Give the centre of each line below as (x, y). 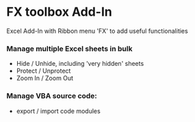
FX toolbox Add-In (59, 12)
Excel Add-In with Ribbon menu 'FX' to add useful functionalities (97, 31)
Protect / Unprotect (43, 71)
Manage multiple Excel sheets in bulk (69, 49)
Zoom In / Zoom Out (44, 78)
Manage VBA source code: (52, 96)
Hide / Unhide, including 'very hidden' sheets (80, 64)
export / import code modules (58, 111)
